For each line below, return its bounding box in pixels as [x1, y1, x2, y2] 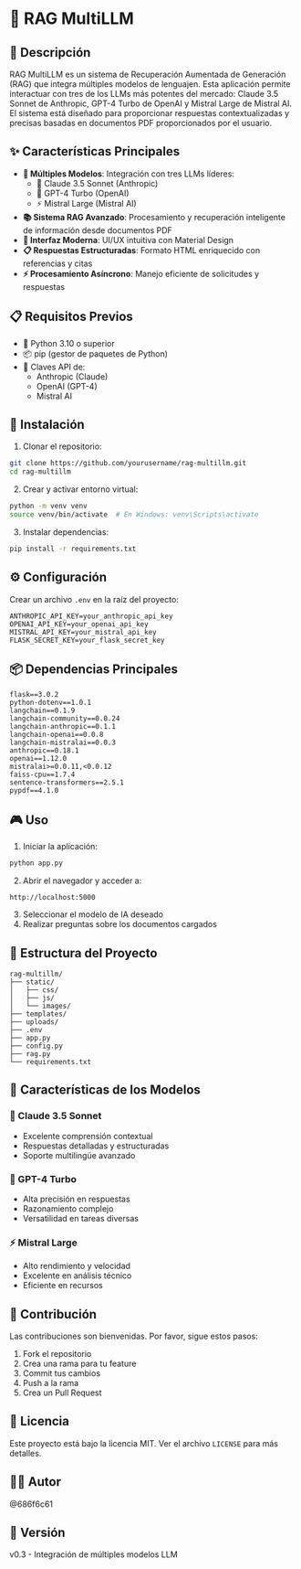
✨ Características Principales [9, 144, 181, 159]
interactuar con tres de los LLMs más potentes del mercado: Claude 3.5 [9, 89, 279, 99]
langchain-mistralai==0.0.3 [9, 738, 117, 748]
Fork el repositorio [22, 1349, 92, 1360]
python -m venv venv [9, 502, 88, 511]
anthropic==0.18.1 [9, 746, 79, 755]
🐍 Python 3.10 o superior [22, 337, 116, 348]
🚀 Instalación [9, 417, 85, 432]
